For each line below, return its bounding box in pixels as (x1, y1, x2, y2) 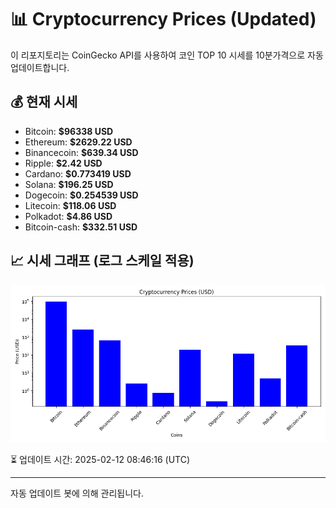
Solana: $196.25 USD (24, 178, 114, 190)
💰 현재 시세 (10, 94, 78, 111)
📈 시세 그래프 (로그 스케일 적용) (10, 252, 195, 270)
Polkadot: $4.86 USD (24, 210, 113, 222)
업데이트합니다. (10, 61, 70, 73)
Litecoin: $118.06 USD (24, 199, 117, 211)
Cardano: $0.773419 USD (24, 167, 132, 180)
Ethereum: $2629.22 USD (24, 136, 133, 148)
